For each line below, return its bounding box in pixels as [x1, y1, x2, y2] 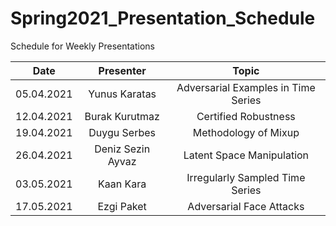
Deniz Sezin [94, 142, 151, 156]
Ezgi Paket [97, 199, 147, 213]
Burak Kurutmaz [84, 109, 160, 123]
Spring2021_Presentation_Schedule [10, 7, 316, 30]
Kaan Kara [98, 177, 147, 191]
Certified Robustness [196, 109, 296, 123]
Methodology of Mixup [192, 125, 300, 139]
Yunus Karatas [88, 87, 157, 101]
